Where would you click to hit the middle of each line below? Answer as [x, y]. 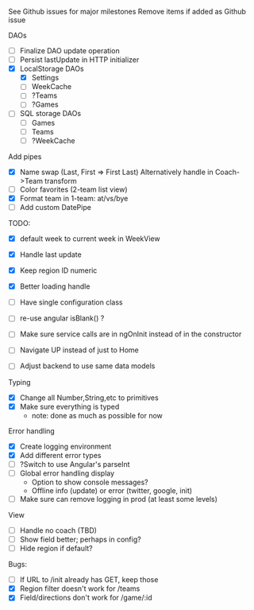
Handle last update [50, 254]
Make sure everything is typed [69, 406]
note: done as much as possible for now [97, 415]
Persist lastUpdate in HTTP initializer [79, 60]
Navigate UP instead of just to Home [79, 350]
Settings [45, 78]
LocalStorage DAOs [52, 69]
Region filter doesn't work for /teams [80, 589]
